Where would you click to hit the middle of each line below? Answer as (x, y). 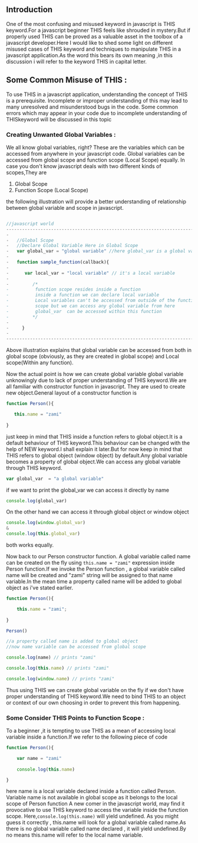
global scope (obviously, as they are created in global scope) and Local (93, 357)
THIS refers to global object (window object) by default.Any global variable (97, 455)
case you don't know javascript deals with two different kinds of (84, 166)
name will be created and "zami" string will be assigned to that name (89, 575)
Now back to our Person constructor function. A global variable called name (98, 556)
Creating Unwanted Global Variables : (61, 134)
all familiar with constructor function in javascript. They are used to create (96, 387)
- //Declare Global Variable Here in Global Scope (72, 246)
